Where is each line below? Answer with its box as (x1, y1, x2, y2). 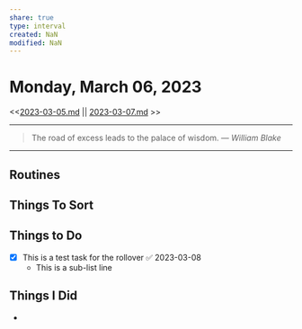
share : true (9, 13, 54, 22)
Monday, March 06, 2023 (9, 77, 202, 97)
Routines (9, 167, 61, 182)
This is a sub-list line (35, 262, 112, 272)
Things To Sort (9, 197, 94, 212)
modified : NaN (9, 38, 63, 48)
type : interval (9, 22, 67, 31)
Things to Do (9, 228, 83, 244)
